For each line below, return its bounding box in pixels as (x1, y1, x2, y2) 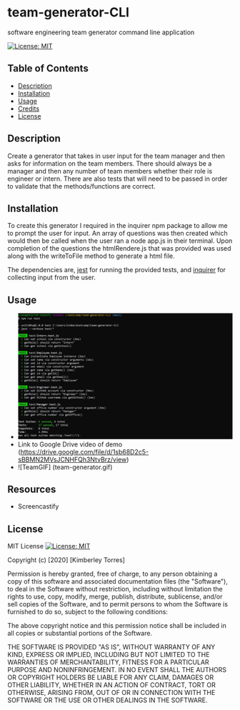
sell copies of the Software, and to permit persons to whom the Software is (7, 600, 229, 609)
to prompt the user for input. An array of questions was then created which (7, 229, 228, 238)
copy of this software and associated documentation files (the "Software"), (7, 577, 229, 586)
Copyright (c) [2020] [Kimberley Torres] (7, 556, 125, 564)
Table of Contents (7, 62, 89, 75)
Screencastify (17, 502, 59, 511)
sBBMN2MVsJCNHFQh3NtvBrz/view (17, 455, 127, 464)
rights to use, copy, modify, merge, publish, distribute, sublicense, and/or (7, 592, 223, 601)
